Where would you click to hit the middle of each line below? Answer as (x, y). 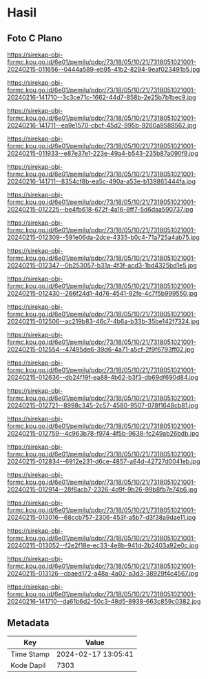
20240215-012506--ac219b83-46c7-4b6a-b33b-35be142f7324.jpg (103, 321)
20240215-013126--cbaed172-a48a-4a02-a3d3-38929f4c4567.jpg (103, 573)
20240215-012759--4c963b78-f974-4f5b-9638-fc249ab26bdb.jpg (103, 433)
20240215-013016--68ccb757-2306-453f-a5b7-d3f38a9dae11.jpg (102, 517)
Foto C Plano (35, 38)
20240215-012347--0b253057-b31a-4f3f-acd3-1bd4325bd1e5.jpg (102, 265)
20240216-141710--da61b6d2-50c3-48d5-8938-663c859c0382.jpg (104, 601)
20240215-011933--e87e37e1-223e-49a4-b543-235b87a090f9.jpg (103, 153)
